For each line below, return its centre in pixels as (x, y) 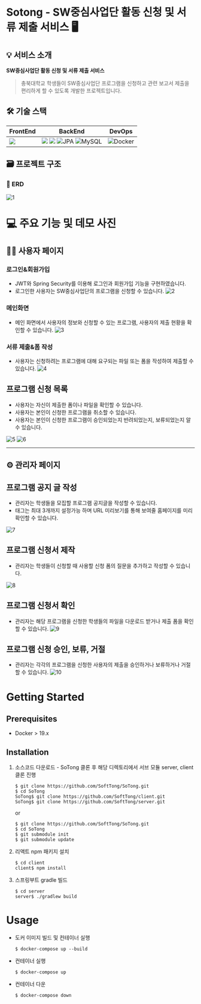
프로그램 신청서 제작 (41, 550)
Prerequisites (32, 719)
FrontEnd (22, 131)
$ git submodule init (42, 834)
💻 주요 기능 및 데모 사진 (61, 223)
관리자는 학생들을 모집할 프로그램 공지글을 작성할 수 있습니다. (86, 503)
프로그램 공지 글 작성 (42, 487)
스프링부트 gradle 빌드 (41, 880)
